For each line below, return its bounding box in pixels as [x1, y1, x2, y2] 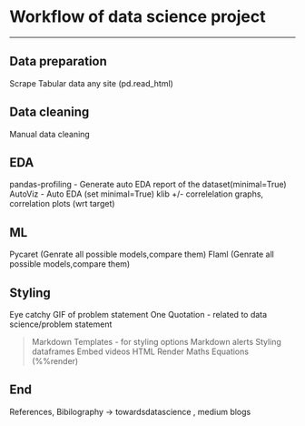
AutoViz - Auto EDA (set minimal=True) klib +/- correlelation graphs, [9, 188, 264, 199]
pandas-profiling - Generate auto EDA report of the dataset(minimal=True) [9, 179, 288, 190]
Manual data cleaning [9, 128, 91, 139]
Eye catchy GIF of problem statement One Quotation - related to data [9, 309, 268, 319]
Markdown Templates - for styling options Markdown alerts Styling [31, 337, 281, 347]
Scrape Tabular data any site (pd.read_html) [9, 77, 174, 88]
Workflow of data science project [9, 6, 266, 27]
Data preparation [9, 54, 107, 69]
